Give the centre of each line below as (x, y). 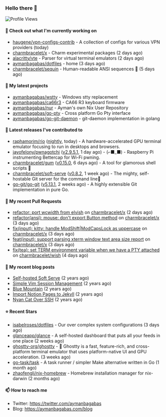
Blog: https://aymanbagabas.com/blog (52, 408)
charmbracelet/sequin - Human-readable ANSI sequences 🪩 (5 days (84, 69)
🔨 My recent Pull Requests (33, 201)
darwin (20, 378)
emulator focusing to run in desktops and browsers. (66, 147)
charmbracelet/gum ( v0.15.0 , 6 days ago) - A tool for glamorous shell (84, 163)
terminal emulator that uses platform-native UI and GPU (89, 351)
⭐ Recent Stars (21, 311)
